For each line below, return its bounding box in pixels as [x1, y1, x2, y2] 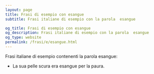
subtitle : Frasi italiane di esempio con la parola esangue [5, 16, 136, 21]
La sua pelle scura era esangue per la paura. [12, 63, 105, 69]
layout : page [5, 7, 33, 12]
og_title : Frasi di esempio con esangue [5, 25, 91, 30]
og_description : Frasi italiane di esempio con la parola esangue [5, 30, 149, 35]
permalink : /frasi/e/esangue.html [5, 39, 78, 45]
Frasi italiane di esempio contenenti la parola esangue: [5, 53, 118, 59]
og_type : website [5, 35, 42, 40]
